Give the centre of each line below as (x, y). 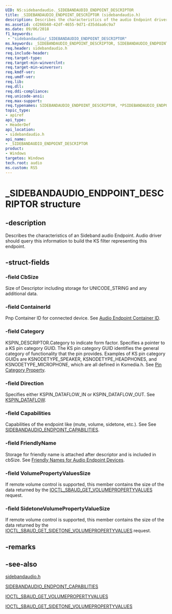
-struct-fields (27, 262)
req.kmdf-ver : (20, 72)
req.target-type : (24, 58)
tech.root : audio (24, 163)
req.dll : (15, 86)
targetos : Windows (25, 158)
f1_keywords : (19, 34)
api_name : (16, 139)
